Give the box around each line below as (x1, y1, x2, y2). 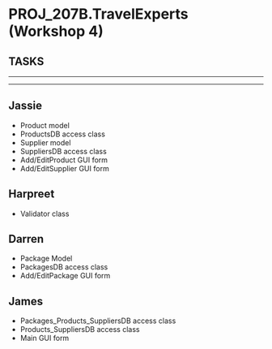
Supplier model (19, 137, 71, 147)
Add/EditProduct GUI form (19, 155, 108, 165)
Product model (19, 120, 70, 130)
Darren (8, 232, 45, 246)
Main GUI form (19, 334, 70, 343)
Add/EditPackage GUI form (19, 271, 111, 281)
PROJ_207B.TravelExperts (8, 5, 189, 24)
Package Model (19, 253, 73, 264)
